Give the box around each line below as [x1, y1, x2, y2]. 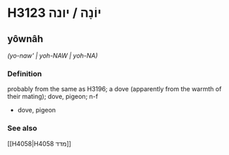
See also [7, 123, 37, 133]
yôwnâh [7, 33, 44, 45]
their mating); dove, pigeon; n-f [7, 93, 99, 101]
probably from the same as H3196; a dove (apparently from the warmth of [7, 85, 222, 93]
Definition [7, 69, 42, 79]
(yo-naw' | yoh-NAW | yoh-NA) [7, 51, 99, 60]
